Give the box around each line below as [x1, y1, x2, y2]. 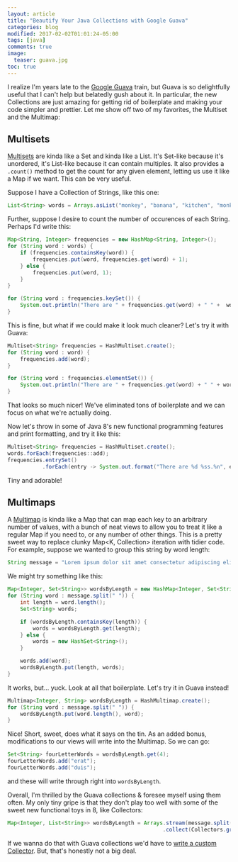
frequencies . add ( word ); [20, 355, 91, 362]
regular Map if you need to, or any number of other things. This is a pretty [7, 530, 222, 539]
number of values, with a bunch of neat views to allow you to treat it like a [7, 522, 222, 532]
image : [7, 50, 27, 57]
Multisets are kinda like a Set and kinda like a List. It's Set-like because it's [7, 152, 225, 160]
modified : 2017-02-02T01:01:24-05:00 [7, 30, 119, 38]
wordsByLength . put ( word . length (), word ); [20, 710, 144, 717]
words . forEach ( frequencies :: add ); [7, 449, 110, 457]
